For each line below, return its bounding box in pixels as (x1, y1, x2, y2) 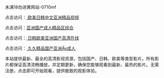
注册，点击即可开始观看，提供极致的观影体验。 (5, 68, 99, 74)
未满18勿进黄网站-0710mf (5, 4, 57, 10)
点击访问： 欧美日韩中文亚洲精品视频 (5, 15, 79, 20)
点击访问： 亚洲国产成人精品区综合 (5, 25, 74, 31)
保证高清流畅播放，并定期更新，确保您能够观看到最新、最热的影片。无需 (13, 62, 159, 67)
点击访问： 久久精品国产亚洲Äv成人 (5, 46, 76, 51)
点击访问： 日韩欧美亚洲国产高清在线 (5, 35, 79, 41)
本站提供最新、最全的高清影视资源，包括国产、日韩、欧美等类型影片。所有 (5, 56, 155, 62)
